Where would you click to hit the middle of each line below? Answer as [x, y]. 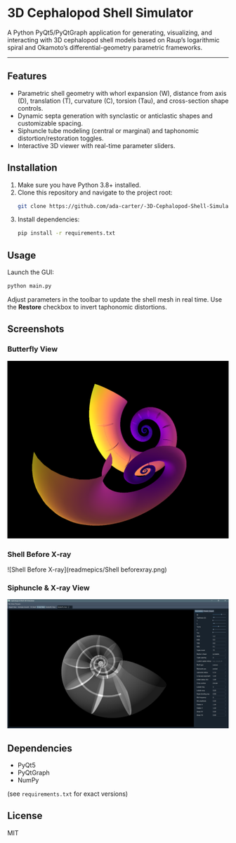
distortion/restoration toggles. [60, 138]
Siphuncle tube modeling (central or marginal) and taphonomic [108, 130]
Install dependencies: [48, 219]
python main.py [29, 286]
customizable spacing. [50, 123]
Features [27, 76]
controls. [30, 108]
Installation [32, 168]
